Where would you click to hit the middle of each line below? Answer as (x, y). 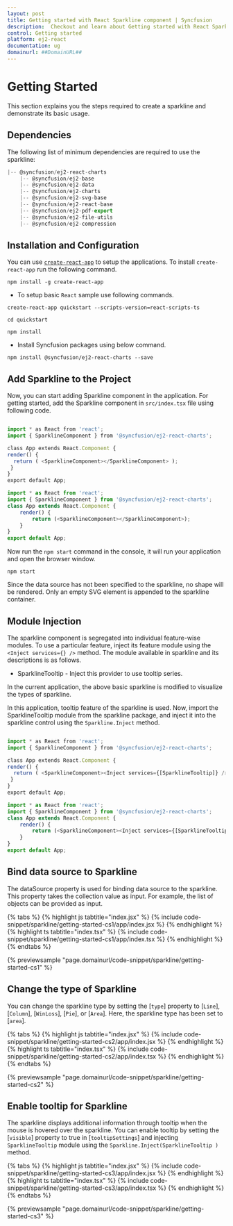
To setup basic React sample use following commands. (96, 295)
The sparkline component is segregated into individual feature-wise (104, 638)
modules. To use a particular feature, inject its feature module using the (109, 645)
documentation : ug (34, 46)
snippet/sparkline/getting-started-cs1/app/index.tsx (81, 939)
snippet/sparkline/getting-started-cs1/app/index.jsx (81, 924)
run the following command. (77, 270)
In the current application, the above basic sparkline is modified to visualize (115, 687)
